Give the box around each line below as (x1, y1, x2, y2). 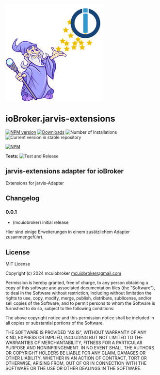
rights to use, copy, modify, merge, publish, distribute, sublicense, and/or (5, 295, 152, 301)
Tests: (5, 153, 18, 159)
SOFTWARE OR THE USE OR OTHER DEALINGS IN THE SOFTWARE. (5, 365, 142, 372)
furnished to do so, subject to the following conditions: (5, 306, 114, 312)
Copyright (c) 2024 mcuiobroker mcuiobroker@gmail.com (5, 270, 122, 276)
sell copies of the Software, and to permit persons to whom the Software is (5, 300, 156, 306)
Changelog (5, 194, 40, 203)
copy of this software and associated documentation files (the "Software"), (5, 285, 156, 291)
